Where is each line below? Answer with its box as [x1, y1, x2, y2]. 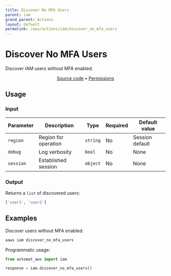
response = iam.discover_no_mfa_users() [5, 266, 93, 271]
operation [38, 140, 62, 147]
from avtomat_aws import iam [5, 257, 67, 262]
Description [45, 122, 74, 129]
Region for [38, 133, 64, 141]
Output [5, 178, 23, 186]
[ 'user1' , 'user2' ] [5, 200, 47, 205]
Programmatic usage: [5, 246, 50, 253]
